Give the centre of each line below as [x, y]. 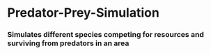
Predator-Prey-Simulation [84, 13]
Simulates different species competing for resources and [105, 35]
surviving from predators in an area [68, 43]
